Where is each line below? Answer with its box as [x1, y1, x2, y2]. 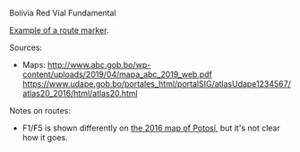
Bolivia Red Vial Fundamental [9, 8, 116, 18]
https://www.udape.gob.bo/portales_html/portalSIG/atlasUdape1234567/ [21, 79, 291, 89]
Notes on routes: [9, 106, 72, 115]
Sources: [9, 42, 43, 53]
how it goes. [21, 132, 69, 142]
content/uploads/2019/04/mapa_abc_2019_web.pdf [21, 69, 213, 80]
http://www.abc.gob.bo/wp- [47, 60, 151, 70]
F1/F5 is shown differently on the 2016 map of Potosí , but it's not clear [21, 122, 280, 133]
